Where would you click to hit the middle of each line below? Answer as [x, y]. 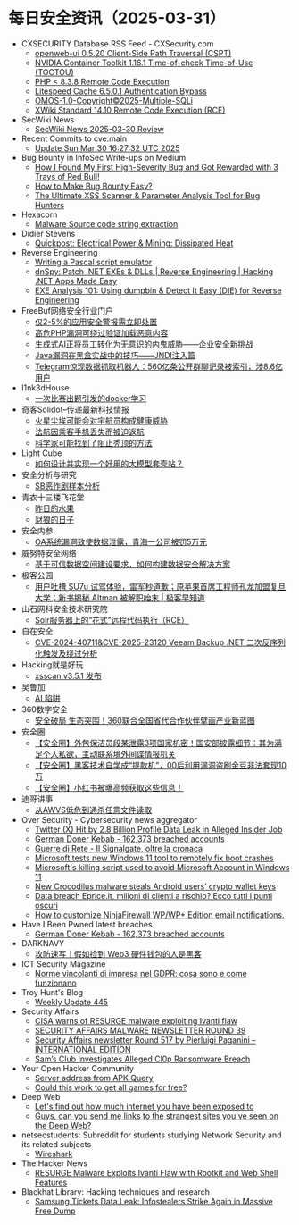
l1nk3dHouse [45, 387]
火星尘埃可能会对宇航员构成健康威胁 [101, 420]
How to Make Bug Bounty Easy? [93, 186]
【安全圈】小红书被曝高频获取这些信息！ [109, 787]
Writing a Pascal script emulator [93, 262]
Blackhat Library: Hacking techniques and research [116, 1191]
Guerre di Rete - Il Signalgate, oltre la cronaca [118, 848]
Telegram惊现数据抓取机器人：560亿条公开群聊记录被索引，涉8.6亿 [158, 366]
